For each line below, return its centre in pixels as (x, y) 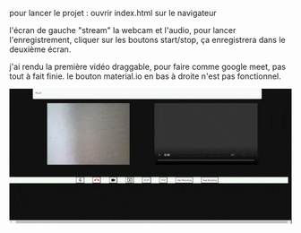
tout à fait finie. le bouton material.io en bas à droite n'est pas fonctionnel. (146, 76)
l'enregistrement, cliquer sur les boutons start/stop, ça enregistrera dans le (148, 40)
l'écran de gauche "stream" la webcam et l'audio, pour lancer (123, 30)
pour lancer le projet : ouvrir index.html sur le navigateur (113, 13)
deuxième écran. (40, 49)
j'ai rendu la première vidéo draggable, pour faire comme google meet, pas (148, 67)
